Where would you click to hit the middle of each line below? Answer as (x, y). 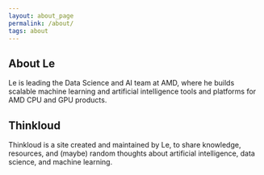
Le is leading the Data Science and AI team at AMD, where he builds (122, 83)
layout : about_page (41, 16)
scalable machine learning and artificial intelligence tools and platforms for (132, 92)
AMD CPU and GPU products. (58, 100)
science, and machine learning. (61, 162)
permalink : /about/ (41, 23)
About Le (31, 63)
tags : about (28, 31)
